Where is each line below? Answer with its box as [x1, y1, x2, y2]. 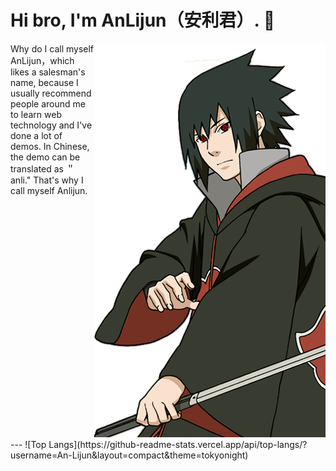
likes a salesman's [10, 66, 86, 78]
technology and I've [10, 119, 93, 131]
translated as [10, 162, 64, 175]
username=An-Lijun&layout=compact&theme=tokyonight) [10, 449, 249, 461]
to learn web [10, 108, 62, 120]
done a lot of [10, 129, 63, 141]
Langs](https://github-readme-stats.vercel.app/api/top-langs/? [48, 438, 308, 450]
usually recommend [10, 87, 92, 99]
